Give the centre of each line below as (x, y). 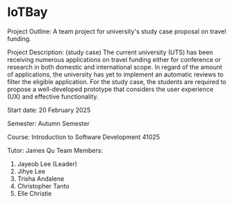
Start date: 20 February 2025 (49, 110)
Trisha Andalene (41, 179)
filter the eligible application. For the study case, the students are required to (117, 81)
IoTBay (27, 12)
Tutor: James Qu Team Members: (55, 150)
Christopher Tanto (43, 186)
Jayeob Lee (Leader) (47, 163)
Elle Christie (34, 193)
